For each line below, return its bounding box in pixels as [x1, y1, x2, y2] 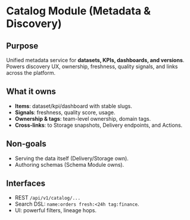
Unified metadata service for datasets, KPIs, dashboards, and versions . [6, 57, 185, 63]
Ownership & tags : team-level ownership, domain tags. [14, 115, 151, 122]
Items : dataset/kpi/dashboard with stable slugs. [14, 102, 132, 109]
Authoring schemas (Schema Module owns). [14, 161, 124, 168]
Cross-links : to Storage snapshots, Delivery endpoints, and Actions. [14, 121, 183, 129]
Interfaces [6, 178, 46, 189]
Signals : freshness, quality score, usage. [14, 109, 116, 116]
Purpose [6, 41, 39, 51]
